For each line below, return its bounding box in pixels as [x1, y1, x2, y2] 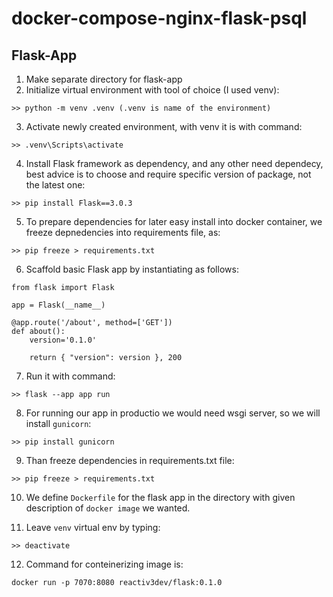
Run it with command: [25, 370, 116, 382]
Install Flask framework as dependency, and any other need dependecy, [25, 158, 324, 169]
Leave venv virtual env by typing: [25, 522, 161, 533]
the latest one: [25, 179, 86, 191]
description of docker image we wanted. [25, 502, 191, 514]
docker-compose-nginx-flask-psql [11, 7, 308, 30]
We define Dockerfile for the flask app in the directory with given [25, 492, 296, 503]
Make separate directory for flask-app [25, 73, 183, 85]
